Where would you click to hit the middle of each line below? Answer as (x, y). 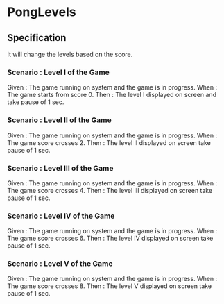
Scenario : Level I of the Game (58, 72)
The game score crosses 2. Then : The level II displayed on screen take (109, 142)
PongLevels (42, 12)
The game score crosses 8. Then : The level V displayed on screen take (110, 286)
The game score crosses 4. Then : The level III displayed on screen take (110, 190)
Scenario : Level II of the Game (60, 120)
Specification (37, 38)
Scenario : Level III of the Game (60, 168)
